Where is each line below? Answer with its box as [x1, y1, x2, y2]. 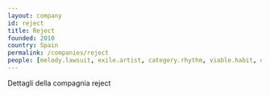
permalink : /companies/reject [7, 49, 110, 57]
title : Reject [7, 26, 56, 34]
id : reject [7, 19, 44, 27]
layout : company [7, 11, 62, 20]
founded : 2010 [7, 34, 56, 42]
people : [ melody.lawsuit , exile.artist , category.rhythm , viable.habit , [7, 57, 257, 65]
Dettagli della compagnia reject [7, 78, 111, 88]
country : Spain [7, 42, 59, 50]
